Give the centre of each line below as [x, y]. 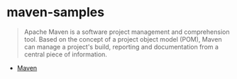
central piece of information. [66, 54]
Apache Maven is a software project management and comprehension [127, 32]
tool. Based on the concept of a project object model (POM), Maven [123, 39]
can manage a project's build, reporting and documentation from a [121, 47]
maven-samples [55, 12]
